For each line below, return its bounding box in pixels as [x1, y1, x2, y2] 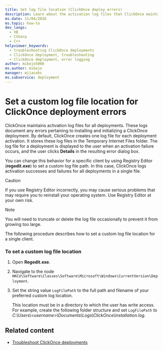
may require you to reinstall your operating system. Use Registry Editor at [5, 192, 151, 198]
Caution [5, 177, 21, 183]
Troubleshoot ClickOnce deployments [12, 339, 88, 345]
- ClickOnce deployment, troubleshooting [9, 52, 95, 57]
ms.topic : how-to [5, 20, 40, 26]
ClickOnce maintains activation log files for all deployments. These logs [5, 122, 148, 128]
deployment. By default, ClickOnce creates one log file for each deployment [5, 132, 157, 139]
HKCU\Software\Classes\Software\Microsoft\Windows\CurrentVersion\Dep [12, 274, 158, 278]
